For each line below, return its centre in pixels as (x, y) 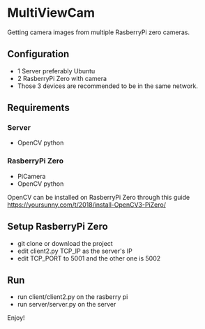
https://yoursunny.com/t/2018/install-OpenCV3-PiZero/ (86, 205)
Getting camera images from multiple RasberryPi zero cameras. (99, 32)
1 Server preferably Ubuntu (56, 71)
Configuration (38, 54)
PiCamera (31, 176)
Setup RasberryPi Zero (58, 227)
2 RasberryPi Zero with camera (62, 78)
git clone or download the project (65, 243)
